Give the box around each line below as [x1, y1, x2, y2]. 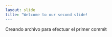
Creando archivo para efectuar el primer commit [5, 26, 107, 32]
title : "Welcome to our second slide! [5, 12, 88, 17]
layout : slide [5, 7, 36, 13]
